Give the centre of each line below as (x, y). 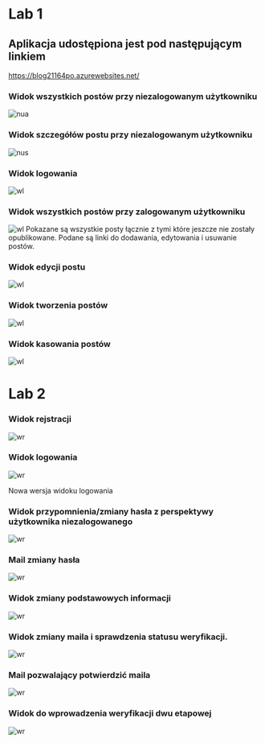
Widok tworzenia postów (58, 305)
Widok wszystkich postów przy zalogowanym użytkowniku (127, 212)
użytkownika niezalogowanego (71, 522)
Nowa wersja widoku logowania (61, 490)
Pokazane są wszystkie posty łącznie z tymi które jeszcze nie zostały (140, 229)
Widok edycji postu (47, 267)
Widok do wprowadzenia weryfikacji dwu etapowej (110, 713)
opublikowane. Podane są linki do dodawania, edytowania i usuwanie (122, 237)
